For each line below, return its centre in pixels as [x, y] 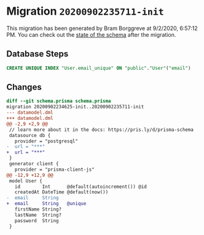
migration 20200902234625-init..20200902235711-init [75, 107]
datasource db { [30, 135]
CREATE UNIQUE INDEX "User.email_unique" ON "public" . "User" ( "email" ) [99, 68]
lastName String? [38, 215]
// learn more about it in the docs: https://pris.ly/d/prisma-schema [101, 130]
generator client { [34, 164]
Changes [24, 87]
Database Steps [37, 54]
